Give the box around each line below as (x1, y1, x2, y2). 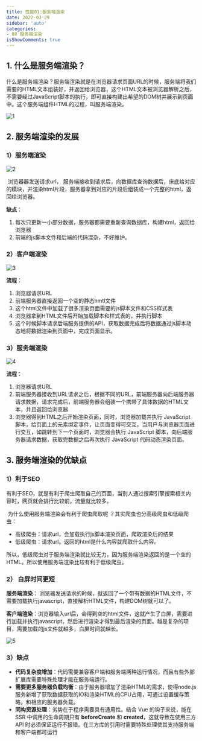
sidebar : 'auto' (6, 20, 47, 26)
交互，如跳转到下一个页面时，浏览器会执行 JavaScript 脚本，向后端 (20, 428, 188, 436)
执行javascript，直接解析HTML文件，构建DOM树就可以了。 (27, 597, 175, 605)
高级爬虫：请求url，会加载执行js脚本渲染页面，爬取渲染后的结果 (14, 530, 174, 538)
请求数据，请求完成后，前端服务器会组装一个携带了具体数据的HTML (14, 398, 184, 405)
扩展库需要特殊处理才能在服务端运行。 (14, 676, 110, 683)
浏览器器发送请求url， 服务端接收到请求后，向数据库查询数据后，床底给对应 (7, 177, 196, 185)
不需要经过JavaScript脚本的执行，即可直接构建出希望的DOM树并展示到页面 (6, 93, 194, 100)
